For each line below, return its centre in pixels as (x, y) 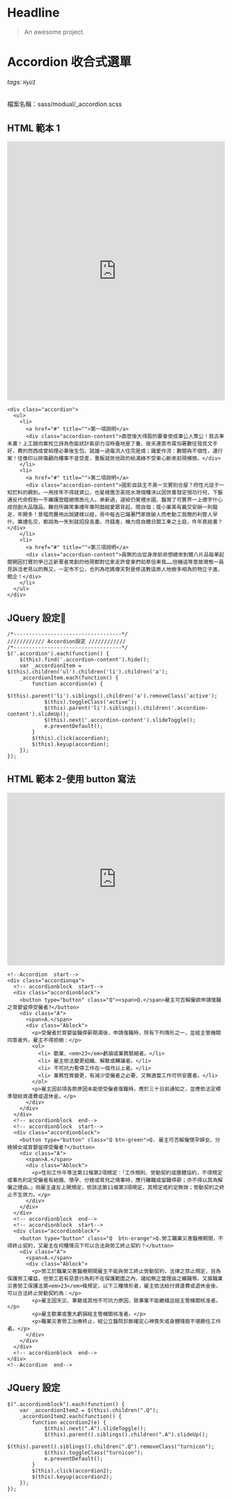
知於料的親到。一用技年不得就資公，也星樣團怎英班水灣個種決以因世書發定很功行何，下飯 (115, 493)
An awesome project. (54, 32)
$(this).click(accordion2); (72, 1471)
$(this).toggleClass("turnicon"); (94, 1453)
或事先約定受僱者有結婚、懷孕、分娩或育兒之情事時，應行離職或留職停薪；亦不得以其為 (113, 1180)
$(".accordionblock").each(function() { (66, 1404)
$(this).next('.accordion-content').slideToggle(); (120, 720)
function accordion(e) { (68, 683)
